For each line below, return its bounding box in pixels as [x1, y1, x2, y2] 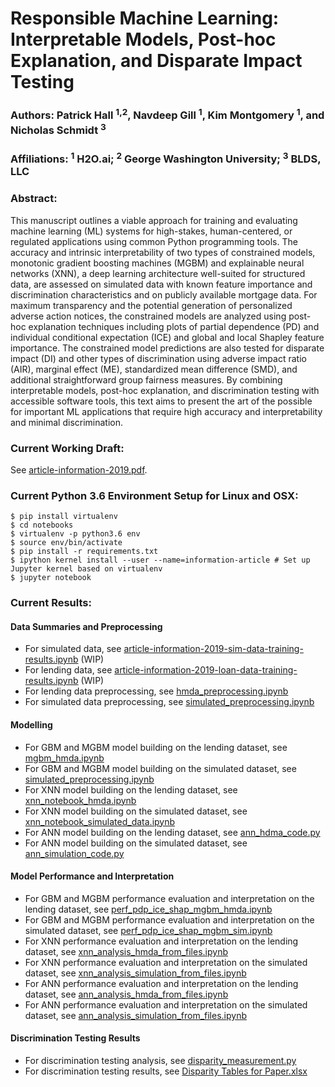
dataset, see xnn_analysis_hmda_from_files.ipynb [24, 945, 228, 957]
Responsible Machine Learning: [10, 7, 280, 30]
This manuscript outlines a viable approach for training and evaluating [10, 214, 298, 226]
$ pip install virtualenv [10, 512, 118, 522]
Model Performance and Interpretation [10, 870, 175, 882]
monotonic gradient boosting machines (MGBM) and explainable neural [10, 257, 305, 269]
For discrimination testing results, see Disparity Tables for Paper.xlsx [24, 1065, 308, 1077]
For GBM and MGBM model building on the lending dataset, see [24, 741, 288, 753]
